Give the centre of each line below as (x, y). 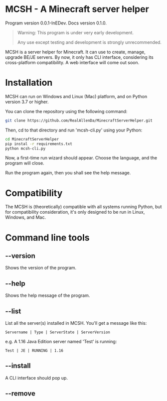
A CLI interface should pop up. (37, 378)
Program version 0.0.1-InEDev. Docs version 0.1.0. (56, 23)
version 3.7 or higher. (27, 102)
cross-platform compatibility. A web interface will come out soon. (72, 62)
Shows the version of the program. (41, 268)
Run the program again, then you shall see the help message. (68, 173)
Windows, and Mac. (26, 217)
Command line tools (47, 237)
